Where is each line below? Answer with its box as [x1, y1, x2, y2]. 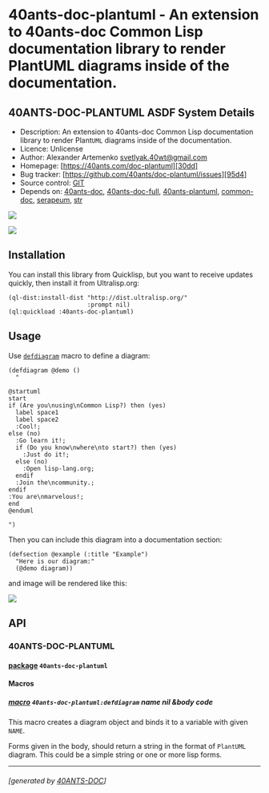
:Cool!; [15, 423, 42, 431]
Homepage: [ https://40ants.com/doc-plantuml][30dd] [19, 161, 199, 170]
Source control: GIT [19, 178, 85, 188]
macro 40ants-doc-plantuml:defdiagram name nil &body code [8, 697, 214, 706]
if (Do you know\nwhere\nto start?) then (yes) [15, 443, 178, 451]
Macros [8, 679, 34, 689]
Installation [8, 249, 66, 262]
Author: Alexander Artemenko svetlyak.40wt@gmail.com [19, 152, 208, 162]
